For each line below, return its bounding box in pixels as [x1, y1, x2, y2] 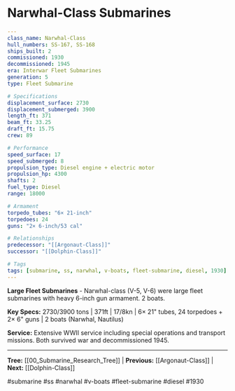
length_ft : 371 [7, 112, 52, 120]
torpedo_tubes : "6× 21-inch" [7, 209, 92, 217]
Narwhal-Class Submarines [7, 5, 171, 21]
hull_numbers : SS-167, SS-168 [7, 41, 96, 48]
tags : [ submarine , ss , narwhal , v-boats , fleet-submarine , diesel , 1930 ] [7, 267, 227, 274]
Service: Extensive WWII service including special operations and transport [7, 328, 226, 337]
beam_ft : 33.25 [7, 119, 52, 126]
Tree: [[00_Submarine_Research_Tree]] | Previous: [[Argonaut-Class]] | [7, 356, 214, 364]
